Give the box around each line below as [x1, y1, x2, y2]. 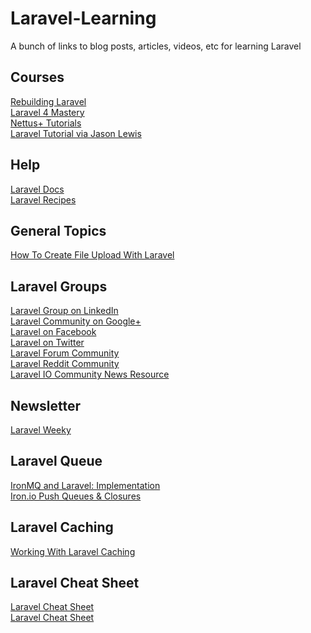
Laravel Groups [10, 278, 108, 295]
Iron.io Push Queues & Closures [10, 490, 142, 502]
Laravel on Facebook [10, 326, 97, 338]
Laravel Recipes [10, 193, 77, 206]
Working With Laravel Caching [10, 545, 136, 557]
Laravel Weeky [10, 424, 72, 436]
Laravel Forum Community [10, 347, 120, 359]
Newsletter [10, 397, 82, 414]
